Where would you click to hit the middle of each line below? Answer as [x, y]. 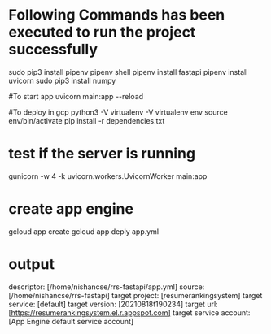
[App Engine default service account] [71, 321]
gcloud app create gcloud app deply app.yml [84, 231]
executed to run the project [102, 32]
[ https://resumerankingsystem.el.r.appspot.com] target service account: [129, 312]
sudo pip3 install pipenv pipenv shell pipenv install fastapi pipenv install [128, 72]
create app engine [71, 209]
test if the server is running [102, 154]
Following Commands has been [117, 15]
